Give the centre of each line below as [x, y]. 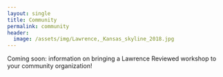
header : [18, 33]
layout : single [29, 13]
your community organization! [50, 66]
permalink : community [38, 26]
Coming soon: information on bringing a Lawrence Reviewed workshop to [112, 58]
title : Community [32, 20]
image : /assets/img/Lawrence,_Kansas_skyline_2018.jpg [94, 39]
